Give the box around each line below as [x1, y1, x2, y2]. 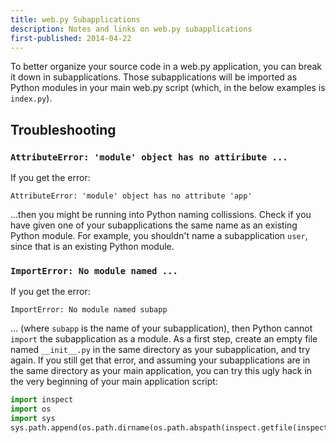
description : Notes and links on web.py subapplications [10, 24, 253, 34]
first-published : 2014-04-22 [10, 33, 132, 43]
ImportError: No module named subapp [10, 305, 168, 315]
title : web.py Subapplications [10, 14, 141, 25]
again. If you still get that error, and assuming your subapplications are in [10, 354, 311, 366]
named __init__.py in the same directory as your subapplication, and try [10, 344, 311, 356]
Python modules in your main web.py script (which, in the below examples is [10, 82, 326, 94]
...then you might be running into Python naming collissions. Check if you [10, 209, 312, 221]
